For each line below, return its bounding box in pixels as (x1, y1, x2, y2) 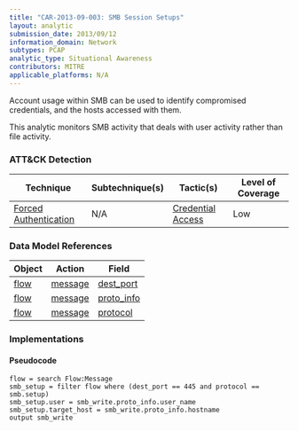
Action (56, 263, 85, 275)
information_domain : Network (9, 37, 117, 47)
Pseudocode (9, 355, 58, 365)
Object (13, 263, 43, 275)
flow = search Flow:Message (9, 374, 114, 384)
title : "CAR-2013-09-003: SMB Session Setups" (9, 12, 184, 22)
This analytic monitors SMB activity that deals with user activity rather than (9, 121, 284, 132)
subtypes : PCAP (9, 46, 66, 55)
